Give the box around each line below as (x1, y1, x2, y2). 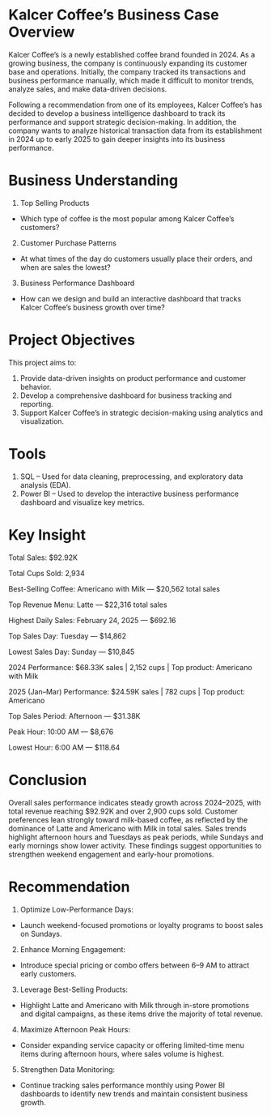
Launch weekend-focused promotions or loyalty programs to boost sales (19, 920, 264, 929)
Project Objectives (8, 331, 136, 349)
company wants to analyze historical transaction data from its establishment (8, 126, 263, 135)
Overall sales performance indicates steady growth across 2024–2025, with (8, 797, 261, 807)
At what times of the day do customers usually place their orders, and (19, 254, 252, 263)
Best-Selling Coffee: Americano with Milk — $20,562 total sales (8, 583, 221, 593)
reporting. (19, 399, 54, 408)
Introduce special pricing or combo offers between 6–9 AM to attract (19, 960, 250, 970)
